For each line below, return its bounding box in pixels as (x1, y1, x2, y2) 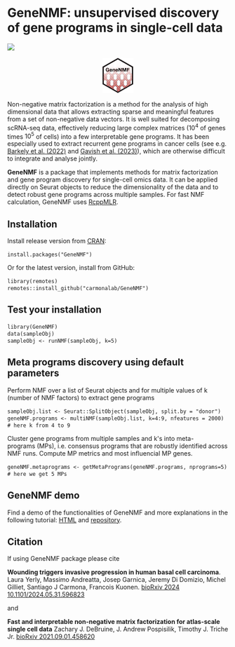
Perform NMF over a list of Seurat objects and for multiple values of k (7, 386, 208, 394)
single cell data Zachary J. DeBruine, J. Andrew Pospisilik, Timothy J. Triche (7, 625, 229, 634)
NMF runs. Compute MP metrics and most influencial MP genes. (7, 449, 193, 457)
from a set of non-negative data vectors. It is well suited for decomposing (7, 114, 220, 123)
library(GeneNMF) (7, 323, 58, 330)
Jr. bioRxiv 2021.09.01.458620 (7, 632, 95, 641)
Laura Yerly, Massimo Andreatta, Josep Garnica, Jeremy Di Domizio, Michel (7, 576, 226, 584)
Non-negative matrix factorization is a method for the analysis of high (7, 100, 208, 108)
